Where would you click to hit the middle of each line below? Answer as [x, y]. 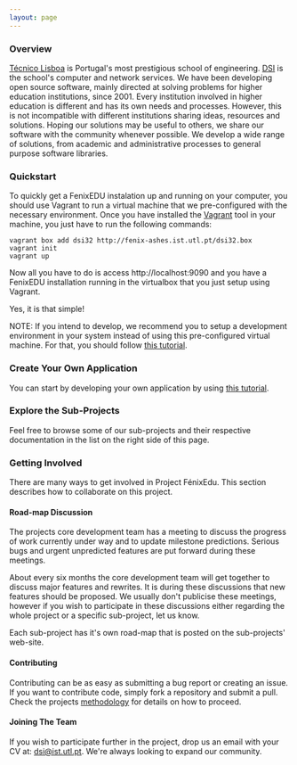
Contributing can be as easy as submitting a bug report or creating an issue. [149, 682]
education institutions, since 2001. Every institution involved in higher [136, 96]
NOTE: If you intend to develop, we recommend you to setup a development [148, 326]
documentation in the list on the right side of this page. [109, 440]
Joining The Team [43, 722]
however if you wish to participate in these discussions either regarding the [147, 606]
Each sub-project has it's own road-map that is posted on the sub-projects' [148, 633]
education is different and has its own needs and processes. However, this [145, 106]
